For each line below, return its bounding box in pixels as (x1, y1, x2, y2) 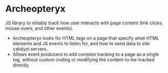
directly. (12, 62, 30, 68)
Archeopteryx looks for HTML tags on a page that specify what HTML (12, 35, 159, 41)
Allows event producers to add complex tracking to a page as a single (12, 51, 159, 57)
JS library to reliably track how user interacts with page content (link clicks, (5, 20, 163, 26)
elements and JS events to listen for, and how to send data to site (12, 40, 150, 46)
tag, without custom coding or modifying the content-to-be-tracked (12, 56, 155, 62)
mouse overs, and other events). (5, 25, 74, 31)
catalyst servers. (12, 46, 48, 52)
